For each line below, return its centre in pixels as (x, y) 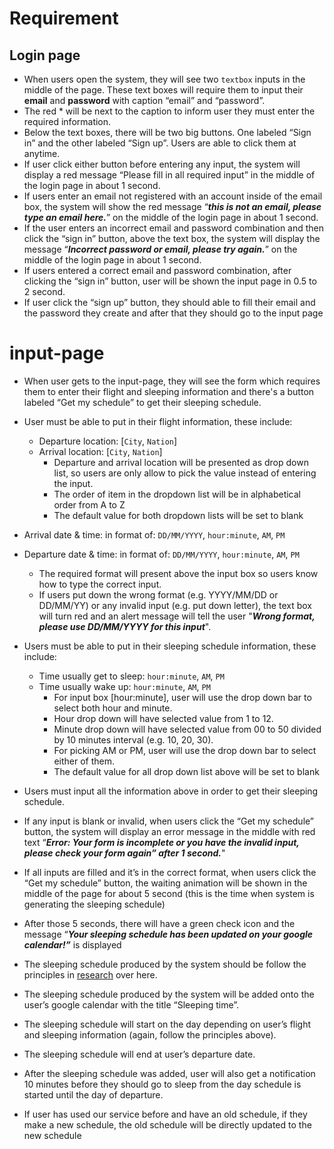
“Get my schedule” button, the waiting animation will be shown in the (165, 883)
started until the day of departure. (93, 1094)
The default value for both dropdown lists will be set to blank (178, 515)
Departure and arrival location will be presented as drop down (181, 462)
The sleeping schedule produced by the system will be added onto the (169, 994)
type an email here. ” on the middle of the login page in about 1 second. (171, 217)
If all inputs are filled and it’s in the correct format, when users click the (170, 872)
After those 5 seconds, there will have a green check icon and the (159, 923)
